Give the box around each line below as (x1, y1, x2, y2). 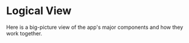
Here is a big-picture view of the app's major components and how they (6, 24, 184, 31)
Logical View (6, 4, 72, 18)
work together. (6, 29, 42, 37)
